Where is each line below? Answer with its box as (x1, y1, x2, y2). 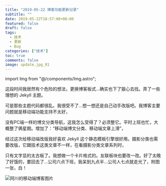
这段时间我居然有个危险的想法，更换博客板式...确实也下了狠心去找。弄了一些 (5, 86, 161, 92)
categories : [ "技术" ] (5, 48, 48, 53)
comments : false (5, 58, 39, 63)
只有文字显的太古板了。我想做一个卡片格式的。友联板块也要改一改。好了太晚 (5, 152, 161, 158)
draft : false (5, 26, 32, 31)
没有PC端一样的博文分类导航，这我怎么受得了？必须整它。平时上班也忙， (5, 119, 154, 125)
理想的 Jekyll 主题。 (5, 92, 46, 98)
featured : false (5, 21, 39, 26)
